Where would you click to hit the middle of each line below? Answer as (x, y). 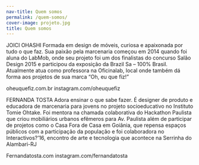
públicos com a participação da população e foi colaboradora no (85, 132)
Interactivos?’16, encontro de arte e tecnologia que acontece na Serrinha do (99, 138)
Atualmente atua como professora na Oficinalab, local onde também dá (93, 71)
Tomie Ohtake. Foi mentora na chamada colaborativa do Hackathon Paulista (99, 113)
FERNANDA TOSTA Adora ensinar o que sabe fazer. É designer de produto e (99, 100)
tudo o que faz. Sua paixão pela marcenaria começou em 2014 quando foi (97, 52)
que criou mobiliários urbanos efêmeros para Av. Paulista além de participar (99, 119)
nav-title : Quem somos (34, 12)
